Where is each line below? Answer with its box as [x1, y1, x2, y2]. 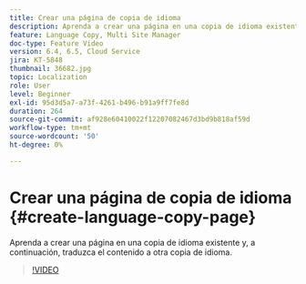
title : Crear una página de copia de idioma [9, 13, 181, 23]
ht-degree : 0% [9, 140, 64, 149]
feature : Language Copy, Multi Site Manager [9, 30, 181, 39]
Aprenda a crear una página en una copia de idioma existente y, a [9, 237, 256, 248]
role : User [9, 81, 51, 90]
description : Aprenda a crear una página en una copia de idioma [9, 22, 262, 31]
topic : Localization [9, 73, 88, 82]
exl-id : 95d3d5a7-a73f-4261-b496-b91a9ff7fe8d [9, 97, 189, 107]
